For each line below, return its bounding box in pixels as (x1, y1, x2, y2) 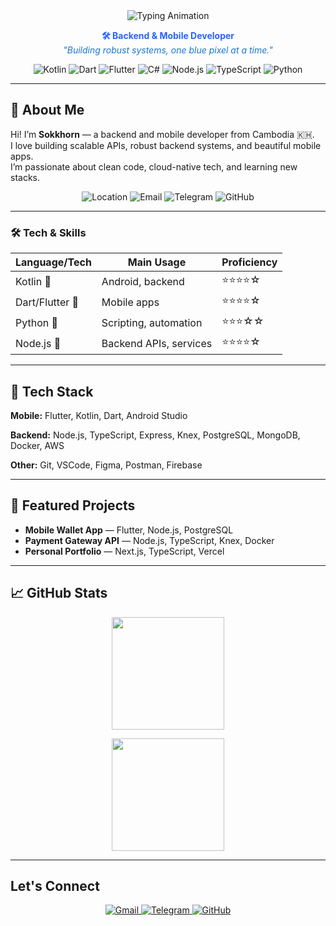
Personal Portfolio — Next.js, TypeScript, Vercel (24, 545, 225, 557)
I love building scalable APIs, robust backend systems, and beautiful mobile (10, 139, 322, 151)
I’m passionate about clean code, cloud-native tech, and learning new (10, 160, 298, 173)
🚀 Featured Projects (10, 497, 136, 514)
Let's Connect (10, 877, 100, 894)
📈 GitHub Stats (10, 585, 108, 602)
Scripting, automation (101, 315, 203, 329)
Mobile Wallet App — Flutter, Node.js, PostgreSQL (24, 524, 234, 536)
